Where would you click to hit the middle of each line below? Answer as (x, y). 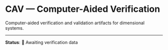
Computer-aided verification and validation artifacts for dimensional (75, 23)
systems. (14, 28)
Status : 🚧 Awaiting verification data (42, 42)
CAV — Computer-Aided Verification (83, 9)
